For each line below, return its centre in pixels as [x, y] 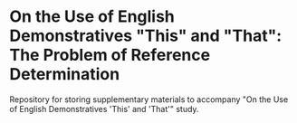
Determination [65, 75]
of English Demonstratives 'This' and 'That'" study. [104, 109]
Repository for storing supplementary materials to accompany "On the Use [149, 99]
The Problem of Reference [110, 55]
